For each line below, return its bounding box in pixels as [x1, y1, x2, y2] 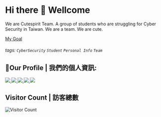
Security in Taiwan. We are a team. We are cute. [5, 26, 103, 32]
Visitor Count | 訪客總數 [5, 93, 79, 102]
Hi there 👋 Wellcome [5, 4, 90, 16]
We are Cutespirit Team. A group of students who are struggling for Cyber [5, 21, 157, 27]
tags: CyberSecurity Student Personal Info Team [5, 47, 103, 53]
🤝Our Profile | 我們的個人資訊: [5, 64, 97, 72]
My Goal [5, 36, 22, 42]
